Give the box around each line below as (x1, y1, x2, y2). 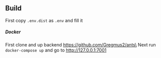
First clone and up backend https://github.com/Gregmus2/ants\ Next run (5, 41, 156, 47)
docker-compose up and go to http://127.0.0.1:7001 (5, 47, 107, 53)
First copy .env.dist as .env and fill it (5, 17, 83, 23)
